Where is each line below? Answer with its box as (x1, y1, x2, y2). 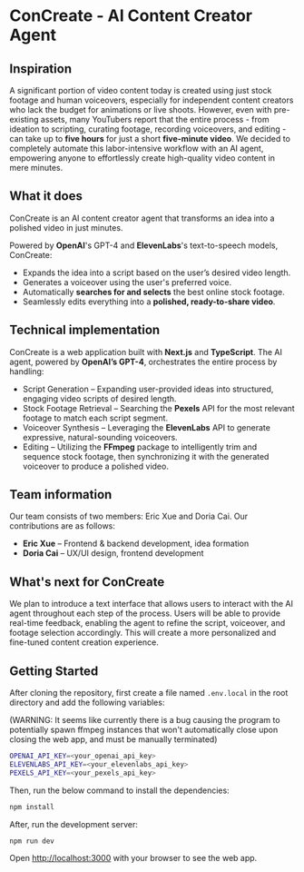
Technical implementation (9, 322, 161, 338)
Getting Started (9, 663, 99, 679)
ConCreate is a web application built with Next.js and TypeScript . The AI (9, 346, 283, 357)
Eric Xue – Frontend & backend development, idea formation (22, 538, 250, 550)
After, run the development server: (9, 818, 138, 829)
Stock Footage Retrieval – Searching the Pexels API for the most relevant (22, 402, 295, 413)
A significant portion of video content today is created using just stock (9, 85, 272, 95)
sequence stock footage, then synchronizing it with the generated (22, 451, 270, 461)
